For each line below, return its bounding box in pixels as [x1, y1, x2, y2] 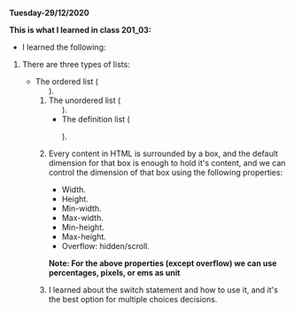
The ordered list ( [35, 76, 99, 87]
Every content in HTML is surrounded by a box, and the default [48, 148, 279, 159]
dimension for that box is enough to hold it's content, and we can [48, 158, 286, 168]
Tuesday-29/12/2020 [9, 8, 90, 18]
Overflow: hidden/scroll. [61, 241, 151, 251]
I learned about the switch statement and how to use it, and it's [48, 285, 279, 295]
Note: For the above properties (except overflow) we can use [48, 258, 277, 269]
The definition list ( [61, 114, 130, 124]
